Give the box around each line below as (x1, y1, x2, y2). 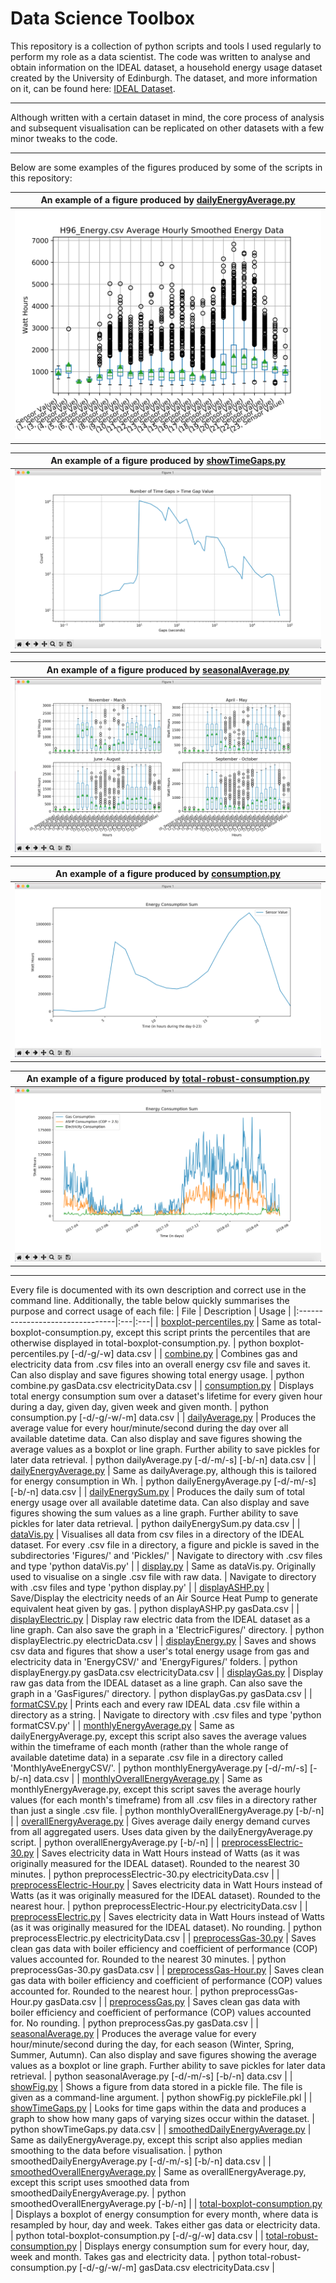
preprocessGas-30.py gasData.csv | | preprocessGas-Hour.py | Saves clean (10, 1963, 325, 1976)
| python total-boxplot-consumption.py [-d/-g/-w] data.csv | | (10, 2229, 264, 2241)
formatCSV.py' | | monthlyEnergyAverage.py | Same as (10, 1719, 235, 1731)
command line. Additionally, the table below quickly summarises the (10, 1294, 290, 1306)
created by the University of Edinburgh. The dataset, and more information (10, 72, 318, 84)
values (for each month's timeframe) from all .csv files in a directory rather (10, 1793, 318, 1806)
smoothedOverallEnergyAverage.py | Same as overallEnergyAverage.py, (10, 2165, 307, 2177)
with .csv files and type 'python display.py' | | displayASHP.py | (10, 1581, 270, 1593)
